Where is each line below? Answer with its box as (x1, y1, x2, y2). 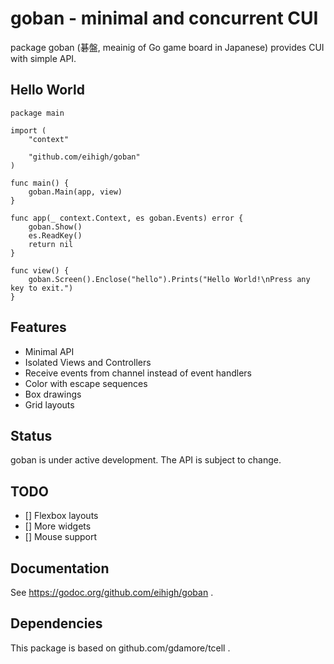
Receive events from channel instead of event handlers (24, 367, 252, 379)
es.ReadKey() (28, 230, 83, 241)
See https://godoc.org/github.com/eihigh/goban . (10, 587, 214, 598)
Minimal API (24, 345, 75, 357)
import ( (10, 125, 47, 136)
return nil (28, 239, 74, 249)
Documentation (10, 560, 110, 577)
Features (10, 319, 67, 336)
